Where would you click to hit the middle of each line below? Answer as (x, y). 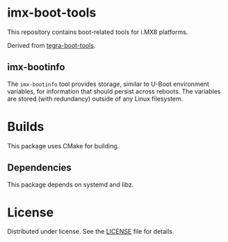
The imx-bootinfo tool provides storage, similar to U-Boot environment (108, 84)
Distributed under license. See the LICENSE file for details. (91, 232)
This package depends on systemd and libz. (71, 184)
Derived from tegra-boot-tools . (51, 45)
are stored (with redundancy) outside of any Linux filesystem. (95, 98)
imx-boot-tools (52, 13)
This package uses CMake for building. (63, 146)
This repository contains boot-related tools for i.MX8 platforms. (98, 32)
